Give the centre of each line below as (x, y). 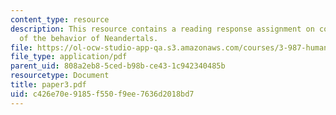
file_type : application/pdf (69, 57)
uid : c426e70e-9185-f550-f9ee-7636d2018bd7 (102, 94)
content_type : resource (60, 19)
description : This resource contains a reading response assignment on (162, 29)
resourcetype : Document (60, 76)
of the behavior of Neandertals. (89, 38)
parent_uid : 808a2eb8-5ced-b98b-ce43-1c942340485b (118, 66)
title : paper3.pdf (48, 85)
